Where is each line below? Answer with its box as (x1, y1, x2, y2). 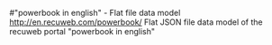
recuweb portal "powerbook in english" (9, 26, 156, 36)
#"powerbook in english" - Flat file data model (9, 8, 181, 18)
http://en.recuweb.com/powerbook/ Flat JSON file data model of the (9, 17, 263, 27)
